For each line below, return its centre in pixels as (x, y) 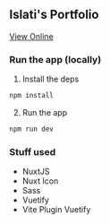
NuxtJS (36, 172)
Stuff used (33, 151)
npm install (31, 96)
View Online (31, 36)
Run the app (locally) (55, 59)
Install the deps (51, 79)
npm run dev (31, 129)
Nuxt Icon (40, 181)
